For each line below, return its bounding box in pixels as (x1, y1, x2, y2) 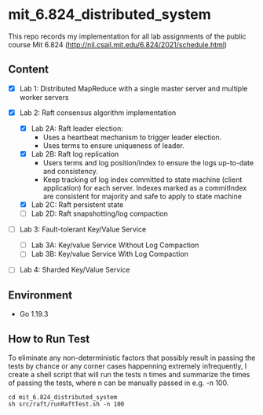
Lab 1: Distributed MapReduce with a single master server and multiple (19, 83, 248, 93)
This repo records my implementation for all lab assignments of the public (8, 31, 247, 41)
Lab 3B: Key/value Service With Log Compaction (31, 250, 188, 259)
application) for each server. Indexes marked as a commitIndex (42, 183, 247, 192)
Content (8, 63, 49, 76)
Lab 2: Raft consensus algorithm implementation (19, 108, 177, 117)
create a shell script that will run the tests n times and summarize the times (8, 370, 250, 379)
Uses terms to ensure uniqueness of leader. (42, 140, 184, 150)
